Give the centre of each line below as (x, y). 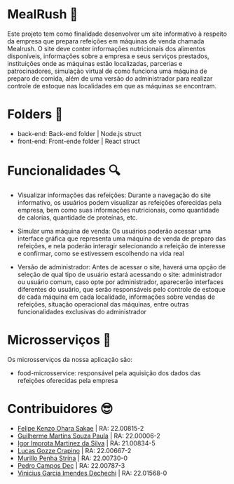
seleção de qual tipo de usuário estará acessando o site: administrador (120, 274)
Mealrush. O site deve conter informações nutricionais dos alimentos (106, 48)
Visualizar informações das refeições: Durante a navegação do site (114, 195)
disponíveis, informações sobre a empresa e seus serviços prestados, (108, 56)
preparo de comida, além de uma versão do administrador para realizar (110, 78)
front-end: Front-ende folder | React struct (78, 141)
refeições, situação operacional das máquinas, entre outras (103, 304)
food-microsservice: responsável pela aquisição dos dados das (109, 373)
